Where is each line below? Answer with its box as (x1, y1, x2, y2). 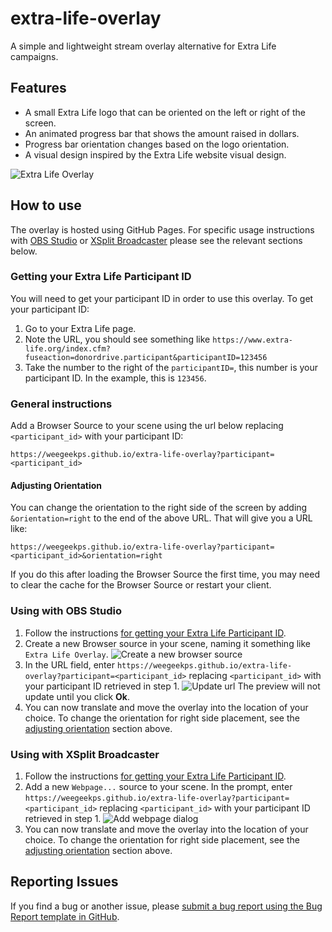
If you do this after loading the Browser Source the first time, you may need (10, 568, 320, 581)
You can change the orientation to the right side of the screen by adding (10, 502, 308, 514)
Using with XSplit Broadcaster (10, 747, 160, 761)
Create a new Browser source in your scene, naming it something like (24, 637, 311, 649)
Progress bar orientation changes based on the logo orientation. (24, 138, 290, 150)
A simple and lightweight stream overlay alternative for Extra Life (10, 40, 277, 52)
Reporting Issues (10, 873, 119, 891)
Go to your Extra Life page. (24, 322, 137, 334)
